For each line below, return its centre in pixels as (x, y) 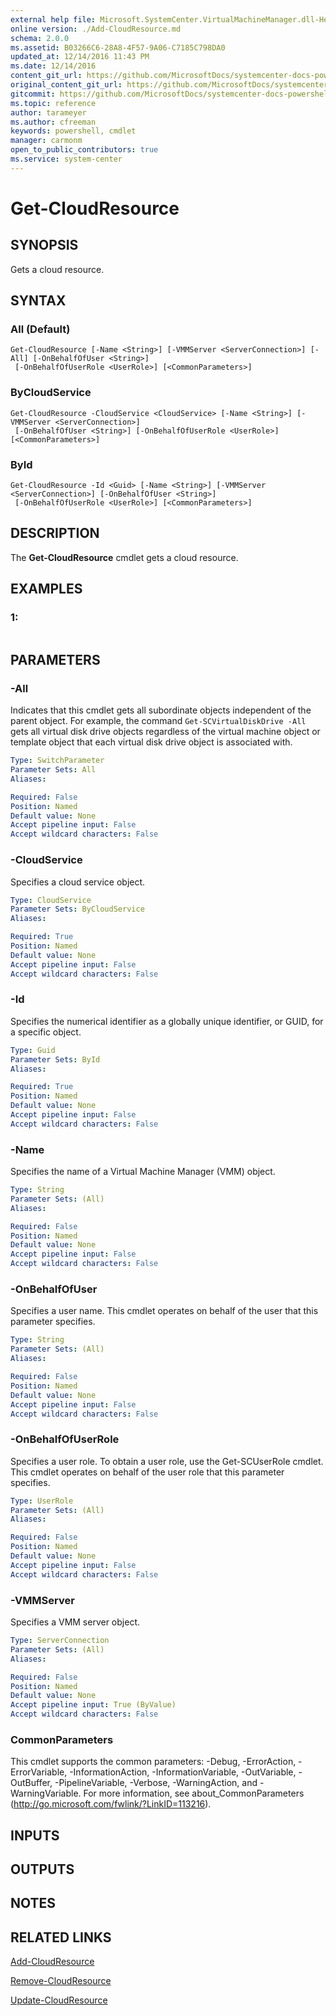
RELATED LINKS (61, 1937)
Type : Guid (33, 1050)
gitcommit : (33, 94)
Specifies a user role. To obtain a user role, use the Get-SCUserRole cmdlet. (167, 1461)
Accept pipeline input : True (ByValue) (93, 1705)
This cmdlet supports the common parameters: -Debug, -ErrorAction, (153, 1762)
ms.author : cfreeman (53, 122)
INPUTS (35, 1835)
